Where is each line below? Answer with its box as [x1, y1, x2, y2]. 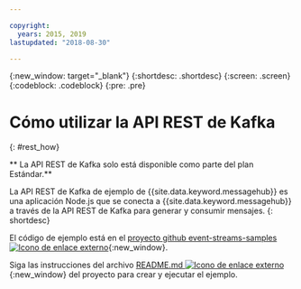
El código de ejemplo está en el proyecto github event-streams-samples [9, 232, 278, 244]
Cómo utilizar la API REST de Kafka [9, 112, 276, 132]
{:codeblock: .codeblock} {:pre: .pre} [9, 80, 146, 91]
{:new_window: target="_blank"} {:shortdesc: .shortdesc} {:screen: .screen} [9, 70, 291, 81]
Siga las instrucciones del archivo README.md [9, 259, 183, 271]
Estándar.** [9, 169, 52, 180]
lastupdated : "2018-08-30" [9, 38, 111, 47]
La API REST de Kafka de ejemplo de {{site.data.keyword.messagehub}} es [9, 186, 288, 197]
